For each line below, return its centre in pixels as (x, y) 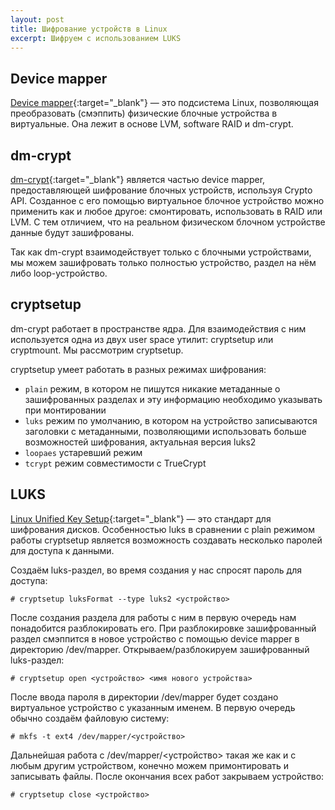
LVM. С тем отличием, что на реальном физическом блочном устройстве (168, 222)
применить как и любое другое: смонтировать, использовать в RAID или (166, 211)
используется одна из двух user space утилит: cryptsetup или (142, 339)
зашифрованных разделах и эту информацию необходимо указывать (173, 399)
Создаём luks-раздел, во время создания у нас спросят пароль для (156, 570)
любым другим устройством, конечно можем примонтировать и (150, 765)
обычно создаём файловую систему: (90, 718)
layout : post (37, 19)
